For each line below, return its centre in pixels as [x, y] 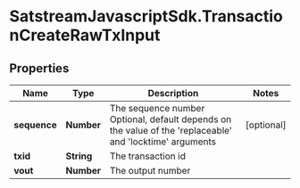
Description [173, 93]
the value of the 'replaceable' [171, 131]
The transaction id [147, 156]
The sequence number [157, 108]
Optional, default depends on [171, 119]
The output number [150, 171]
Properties [39, 68]
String [79, 156]
